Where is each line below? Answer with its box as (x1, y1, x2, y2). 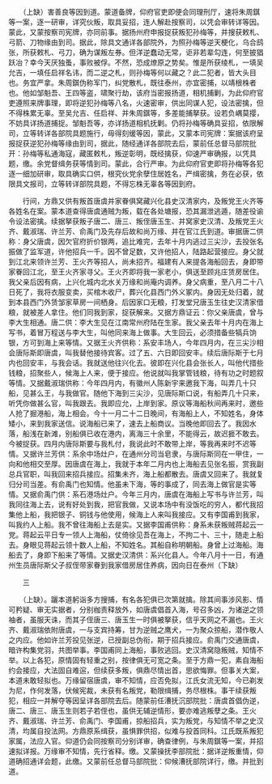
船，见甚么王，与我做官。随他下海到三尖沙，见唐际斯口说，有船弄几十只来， (8, 388, 264, 398)
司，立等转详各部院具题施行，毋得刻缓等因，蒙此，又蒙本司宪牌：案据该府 (8, 129, 257, 138)
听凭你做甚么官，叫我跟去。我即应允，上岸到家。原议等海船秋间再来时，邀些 (8, 399, 264, 408)
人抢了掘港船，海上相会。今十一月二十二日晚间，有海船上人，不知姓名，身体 (8, 409, 264, 418)
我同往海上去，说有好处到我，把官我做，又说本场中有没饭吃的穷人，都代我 (8, 500, 257, 509)
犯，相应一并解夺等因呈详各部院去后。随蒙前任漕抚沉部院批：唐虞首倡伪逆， (8, 696, 264, 706)
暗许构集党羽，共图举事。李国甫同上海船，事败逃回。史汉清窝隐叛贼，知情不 (8, 646, 264, 655)
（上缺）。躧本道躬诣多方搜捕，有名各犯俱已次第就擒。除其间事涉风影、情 (22, 595, 264, 604)
